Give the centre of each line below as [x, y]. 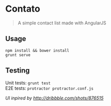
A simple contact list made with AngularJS [62, 23]
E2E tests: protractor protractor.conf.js [49, 88]
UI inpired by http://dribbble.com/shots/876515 [54, 98]
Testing [18, 71]
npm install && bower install [37, 50]
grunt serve [18, 55]
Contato [23, 9]
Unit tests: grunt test [28, 83]
